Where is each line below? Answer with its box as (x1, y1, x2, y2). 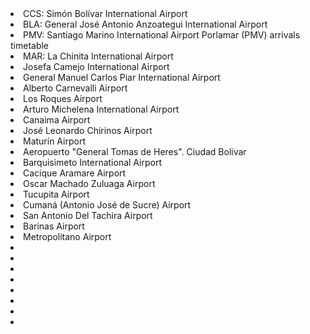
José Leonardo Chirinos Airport (23, 125, 153, 136)
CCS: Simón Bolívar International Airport (23, 8, 188, 19)
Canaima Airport (23, 114, 91, 126)
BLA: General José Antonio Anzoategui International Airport (23, 18, 268, 30)
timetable (10, 40, 50, 51)
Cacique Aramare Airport (23, 167, 127, 179)
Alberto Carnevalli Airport (23, 82, 128, 94)
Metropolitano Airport (23, 231, 112, 242)
